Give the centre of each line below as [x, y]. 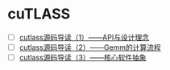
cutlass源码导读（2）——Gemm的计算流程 [90, 47]
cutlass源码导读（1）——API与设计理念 [84, 37]
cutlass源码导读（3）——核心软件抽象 [83, 58]
